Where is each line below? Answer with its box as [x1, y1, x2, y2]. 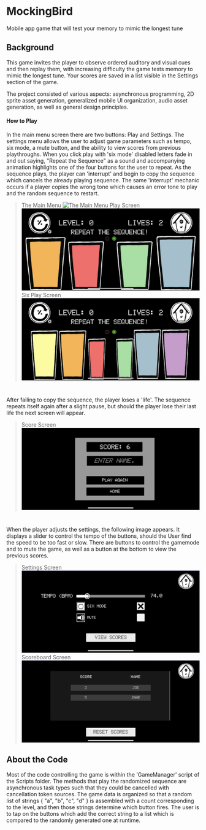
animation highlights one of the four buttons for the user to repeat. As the [6, 163, 191, 171]
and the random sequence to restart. [6, 189, 99, 197]
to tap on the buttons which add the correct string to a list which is [6, 810, 175, 817]
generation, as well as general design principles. [6, 103, 129, 111]
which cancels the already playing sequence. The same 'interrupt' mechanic [6, 176, 200, 184]
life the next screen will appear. [6, 409, 86, 417]
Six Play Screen [21, 291, 61, 298]
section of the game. [6, 78, 59, 85]
